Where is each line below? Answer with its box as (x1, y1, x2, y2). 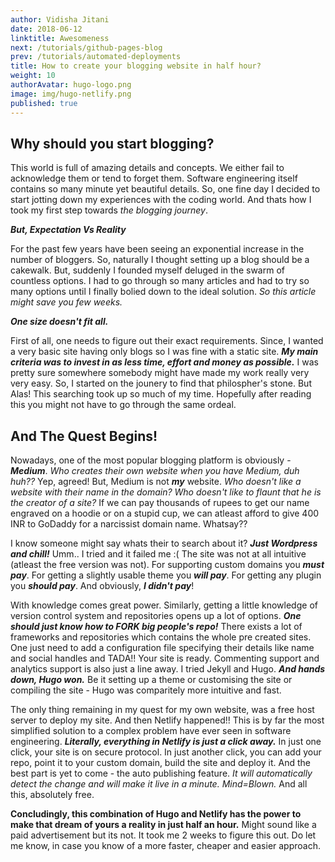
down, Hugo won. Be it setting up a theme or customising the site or (10, 674, 293, 686)
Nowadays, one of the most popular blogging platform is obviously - (10, 454, 292, 466)
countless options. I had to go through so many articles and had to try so (10, 275, 310, 287)
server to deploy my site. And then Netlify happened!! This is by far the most (10, 714, 325, 726)
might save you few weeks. (10, 296, 123, 308)
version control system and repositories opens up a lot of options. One (10, 610, 302, 622)
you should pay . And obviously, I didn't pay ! (10, 580, 195, 592)
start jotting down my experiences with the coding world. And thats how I (10, 194, 312, 206)
